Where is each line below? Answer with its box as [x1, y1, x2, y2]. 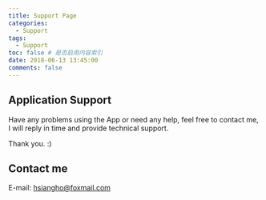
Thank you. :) [8, 138, 52, 148]
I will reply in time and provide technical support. [8, 123, 169, 133]
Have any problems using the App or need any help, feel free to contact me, [8, 114, 259, 124]
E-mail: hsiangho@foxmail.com [8, 183, 111, 193]
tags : [8, 34, 26, 42]
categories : [8, 19, 48, 27]
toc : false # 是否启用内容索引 [8, 49, 103, 57]
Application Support [8, 94, 112, 107]
